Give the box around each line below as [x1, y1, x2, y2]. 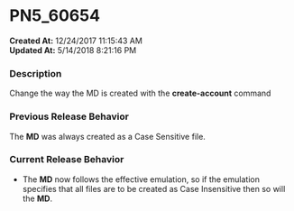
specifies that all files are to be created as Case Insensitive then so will [22, 183, 286, 194]
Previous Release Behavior [9, 110, 129, 123]
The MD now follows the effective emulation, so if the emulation [22, 173, 260, 185]
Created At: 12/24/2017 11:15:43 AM [9, 35, 142, 46]
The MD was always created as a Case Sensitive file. [9, 131, 206, 142]
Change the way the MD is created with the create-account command [9, 87, 271, 99]
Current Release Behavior [9, 153, 124, 166]
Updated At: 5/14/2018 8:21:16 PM [9, 44, 137, 55]
